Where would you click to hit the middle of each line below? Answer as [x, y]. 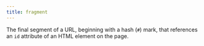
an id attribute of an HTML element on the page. [67, 36]
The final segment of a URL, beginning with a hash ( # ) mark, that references [102, 29]
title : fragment [27, 12]
